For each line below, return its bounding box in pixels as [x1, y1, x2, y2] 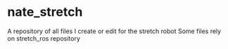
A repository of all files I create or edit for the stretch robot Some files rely [7, 27, 222, 35]
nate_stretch [7, 4, 83, 20]
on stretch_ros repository [7, 34, 81, 42]
